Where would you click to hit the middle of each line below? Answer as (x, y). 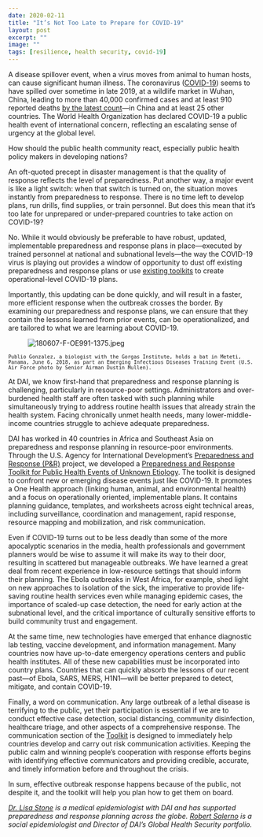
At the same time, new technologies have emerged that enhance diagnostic (130, 636)
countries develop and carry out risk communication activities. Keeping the (130, 744)
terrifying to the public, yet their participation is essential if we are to (119, 710)
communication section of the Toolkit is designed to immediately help (121, 735)
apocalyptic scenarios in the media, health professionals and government (127, 546)
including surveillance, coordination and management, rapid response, (122, 514)
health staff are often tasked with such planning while (128, 398)
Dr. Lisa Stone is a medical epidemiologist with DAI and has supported (122, 807)
